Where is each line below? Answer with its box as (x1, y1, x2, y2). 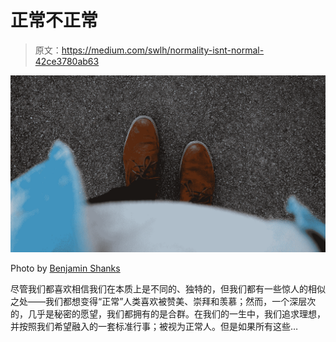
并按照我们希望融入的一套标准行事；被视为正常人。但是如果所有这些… (10, 321, 299, 333)
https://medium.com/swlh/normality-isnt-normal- (61, 44, 265, 56)
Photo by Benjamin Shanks (10, 262, 121, 275)
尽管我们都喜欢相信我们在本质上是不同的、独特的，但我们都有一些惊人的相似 (10, 283, 326, 295)
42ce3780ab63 (34, 55, 100, 67)
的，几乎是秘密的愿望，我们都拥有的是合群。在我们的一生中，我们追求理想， (10, 308, 326, 320)
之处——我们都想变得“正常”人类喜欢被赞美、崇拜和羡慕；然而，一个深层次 (10, 296, 317, 308)
